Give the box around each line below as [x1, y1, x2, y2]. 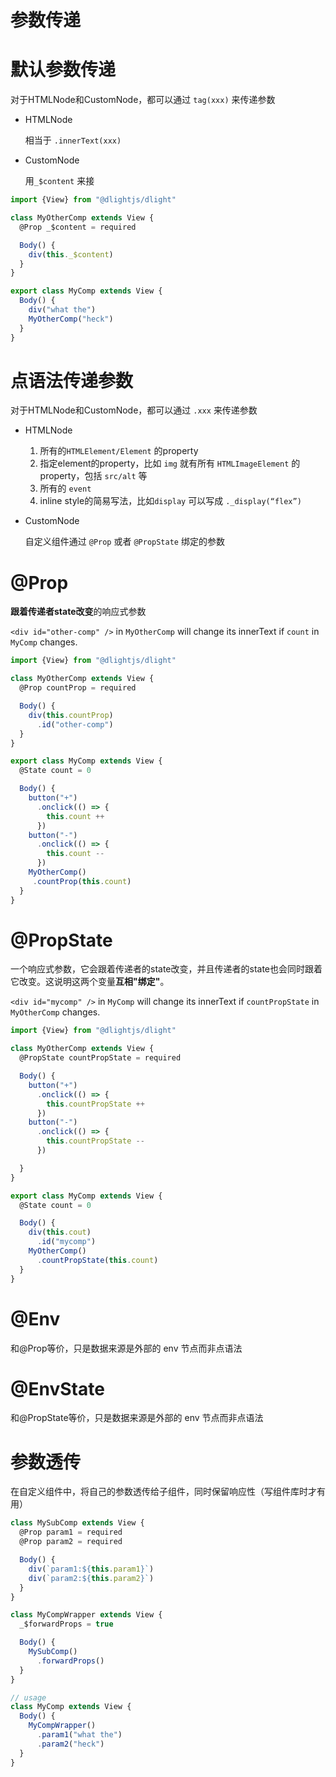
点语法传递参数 [10, 369, 134, 392]
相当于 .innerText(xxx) [24, 134, 122, 146]
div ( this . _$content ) [28, 249, 114, 260]
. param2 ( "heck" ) [36, 1739, 105, 1749]
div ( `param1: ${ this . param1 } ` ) [28, 1564, 155, 1574]
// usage [10, 1692, 47, 1703]
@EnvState [10, 1377, 105, 1400]
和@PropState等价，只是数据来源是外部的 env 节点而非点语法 [10, 1412, 264, 1424]
